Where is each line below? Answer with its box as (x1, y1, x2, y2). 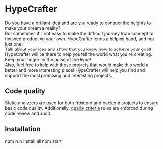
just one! (5, 41, 23, 47)
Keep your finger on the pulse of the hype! (5, 56, 91, 62)
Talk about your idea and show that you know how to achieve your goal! (5, 46, 152, 52)
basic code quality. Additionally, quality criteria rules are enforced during (5, 105, 153, 111)
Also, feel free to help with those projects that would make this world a (5, 62, 149, 68)
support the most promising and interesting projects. (5, 72, 112, 78)
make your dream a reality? (5, 25, 61, 31)
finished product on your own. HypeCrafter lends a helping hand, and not (5, 36, 154, 42)
